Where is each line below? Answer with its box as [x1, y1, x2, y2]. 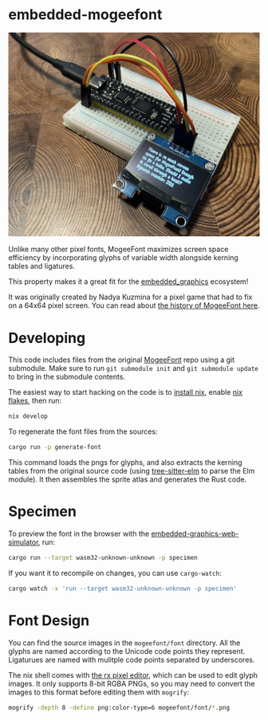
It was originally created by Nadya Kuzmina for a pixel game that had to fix [8, 293, 253, 302]
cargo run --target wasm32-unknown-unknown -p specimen [8, 554, 198, 562]
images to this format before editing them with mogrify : [8, 687, 190, 697]
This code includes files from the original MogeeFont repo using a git [8, 355, 235, 364]
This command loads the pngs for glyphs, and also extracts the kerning [8, 458, 242, 467]
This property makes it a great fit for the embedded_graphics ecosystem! [8, 277, 249, 286]
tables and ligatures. [8, 262, 76, 271]
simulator [8, 537, 38, 547]
